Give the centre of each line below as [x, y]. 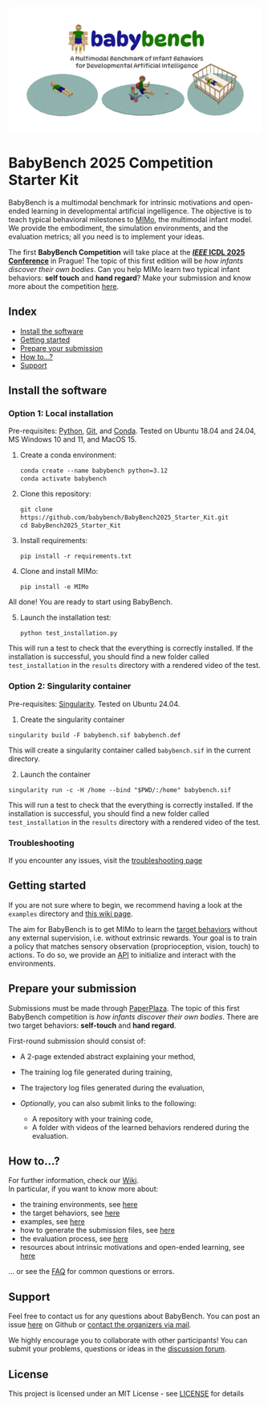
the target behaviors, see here [70, 1213]
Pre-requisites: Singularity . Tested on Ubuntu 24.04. [94, 703]
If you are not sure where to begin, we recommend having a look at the [126, 905]
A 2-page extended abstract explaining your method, [108, 1056]
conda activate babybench [63, 479]
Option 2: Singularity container [70, 687]
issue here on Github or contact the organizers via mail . [100, 1325]
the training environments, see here [79, 1205]
